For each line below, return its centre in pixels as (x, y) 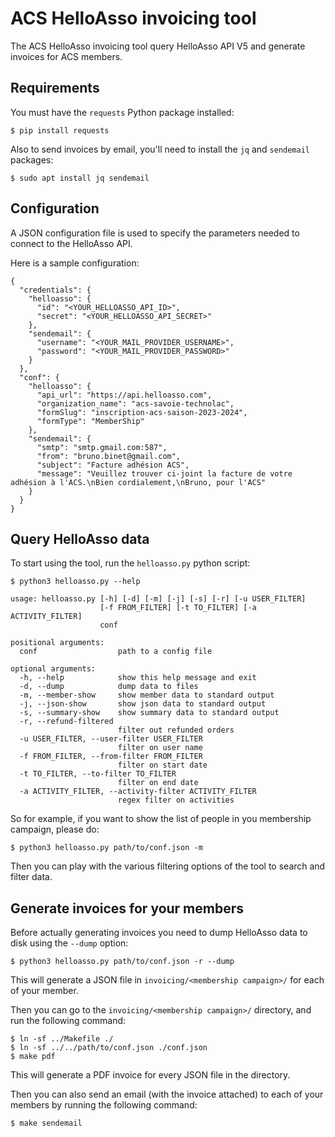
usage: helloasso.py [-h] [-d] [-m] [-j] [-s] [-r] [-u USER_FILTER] (158, 599)
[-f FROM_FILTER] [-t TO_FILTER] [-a (178, 608)
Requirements (55, 88)
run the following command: (68, 1021)
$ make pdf (33, 1057)
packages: (32, 159)
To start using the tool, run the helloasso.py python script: (130, 563)
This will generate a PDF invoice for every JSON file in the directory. (150, 1075)
